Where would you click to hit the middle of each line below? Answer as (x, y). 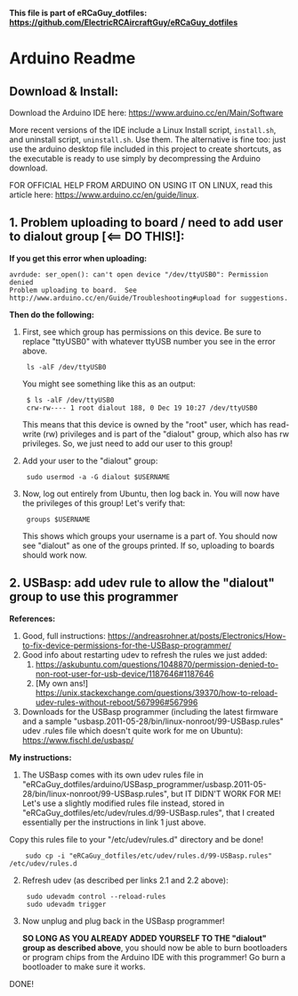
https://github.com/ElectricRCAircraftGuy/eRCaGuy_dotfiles (124, 22)
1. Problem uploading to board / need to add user (146, 223)
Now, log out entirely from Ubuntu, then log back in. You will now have (151, 494)
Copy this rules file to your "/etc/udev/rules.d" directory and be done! (137, 839)
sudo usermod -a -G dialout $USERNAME (98, 477)
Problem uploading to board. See (73, 290)
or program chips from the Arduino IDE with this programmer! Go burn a (154, 957)
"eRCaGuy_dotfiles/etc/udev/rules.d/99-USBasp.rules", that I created (149, 812)
